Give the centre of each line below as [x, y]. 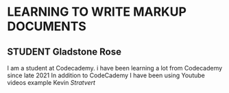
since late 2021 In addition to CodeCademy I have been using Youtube [106, 75]
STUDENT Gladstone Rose [64, 52]
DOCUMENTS [47, 26]
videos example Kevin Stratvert [51, 82]
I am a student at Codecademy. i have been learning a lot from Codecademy [115, 68]
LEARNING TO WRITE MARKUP [97, 12]
